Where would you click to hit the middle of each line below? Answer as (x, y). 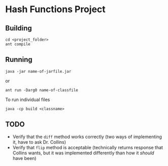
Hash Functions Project (55, 9)
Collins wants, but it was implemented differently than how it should (83, 153)
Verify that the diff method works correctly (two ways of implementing (87, 137)
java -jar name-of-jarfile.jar (38, 71)
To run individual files (28, 99)
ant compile (18, 44)
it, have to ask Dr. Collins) (39, 142)
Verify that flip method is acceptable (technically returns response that (88, 147)
